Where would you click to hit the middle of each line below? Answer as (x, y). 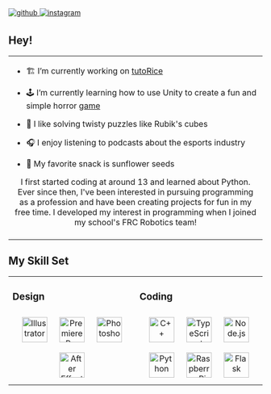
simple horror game (63, 106)
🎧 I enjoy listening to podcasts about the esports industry (136, 142)
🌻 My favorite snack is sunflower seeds (100, 163)
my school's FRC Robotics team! (135, 222)
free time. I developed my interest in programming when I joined (135, 212)
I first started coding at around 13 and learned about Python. (135, 182)
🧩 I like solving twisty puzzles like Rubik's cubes (117, 124)
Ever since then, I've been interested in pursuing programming (135, 191)
